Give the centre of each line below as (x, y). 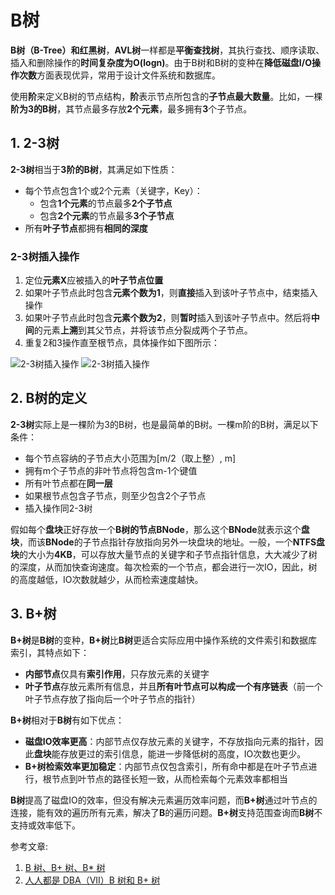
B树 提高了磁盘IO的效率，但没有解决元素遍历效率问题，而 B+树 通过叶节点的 (164, 800)
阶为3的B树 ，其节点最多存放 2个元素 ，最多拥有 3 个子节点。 (131, 108)
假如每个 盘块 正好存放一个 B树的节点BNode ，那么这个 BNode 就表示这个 (156, 529)
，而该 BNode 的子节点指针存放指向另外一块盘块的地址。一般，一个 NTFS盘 (172, 542)
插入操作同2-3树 (58, 508)
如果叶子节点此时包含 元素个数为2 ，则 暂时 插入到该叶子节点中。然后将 (168, 318)
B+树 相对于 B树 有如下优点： (67, 720)
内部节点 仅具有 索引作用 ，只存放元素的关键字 (117, 673)
